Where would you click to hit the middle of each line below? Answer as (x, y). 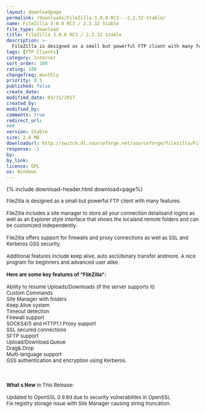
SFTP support (22, 336)
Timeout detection (28, 311)
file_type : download (33, 29)
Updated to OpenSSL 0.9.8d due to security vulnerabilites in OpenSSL (88, 397)
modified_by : (23, 109)
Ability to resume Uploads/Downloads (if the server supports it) (81, 287)
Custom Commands (30, 293)
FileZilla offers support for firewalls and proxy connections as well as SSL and (97, 238)
